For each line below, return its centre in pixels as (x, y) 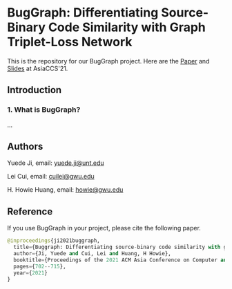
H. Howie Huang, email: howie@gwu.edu (65, 190)
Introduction (35, 90)
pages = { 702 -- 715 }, (40, 266)
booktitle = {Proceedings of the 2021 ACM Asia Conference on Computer (115, 260)
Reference (30, 211)
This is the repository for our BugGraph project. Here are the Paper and (108, 61)
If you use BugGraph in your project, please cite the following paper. (104, 228)
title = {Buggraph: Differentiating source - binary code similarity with (117, 247)
